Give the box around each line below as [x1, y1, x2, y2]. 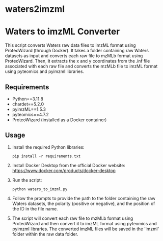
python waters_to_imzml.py [12, 186, 68, 192]
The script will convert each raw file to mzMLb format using [12, 215, 134, 221]
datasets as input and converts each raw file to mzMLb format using [5, 53, 143, 59]
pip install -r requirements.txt [12, 154, 81, 159]
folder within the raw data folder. [12, 231, 79, 237]
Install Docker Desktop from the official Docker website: [12, 162, 125, 168]
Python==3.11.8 [12, 96, 43, 102]
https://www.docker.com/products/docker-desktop [12, 168, 116, 173]
